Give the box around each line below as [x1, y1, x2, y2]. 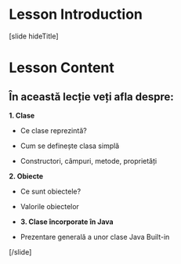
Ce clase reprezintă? [20, 125, 87, 135]
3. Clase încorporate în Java [20, 217, 114, 226]
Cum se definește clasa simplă [20, 141, 120, 150]
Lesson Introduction [9, 5, 143, 24]
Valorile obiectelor [20, 201, 79, 211]
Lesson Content [9, 59, 114, 77]
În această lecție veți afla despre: [9, 90, 175, 103]
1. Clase [9, 110, 35, 120]
